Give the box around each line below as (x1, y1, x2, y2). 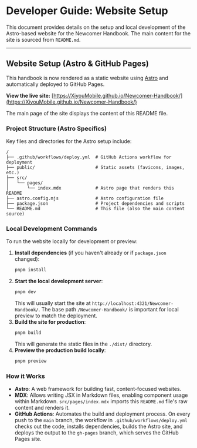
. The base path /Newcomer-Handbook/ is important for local (38, 306, 179, 313)
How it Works (6, 372, 45, 380)
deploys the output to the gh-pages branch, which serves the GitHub (14, 429, 179, 436)
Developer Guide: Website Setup (6, 4, 168, 18)
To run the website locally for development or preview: (6, 238, 138, 245)
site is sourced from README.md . (6, 36, 81, 43)
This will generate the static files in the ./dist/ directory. (14, 340, 152, 347)
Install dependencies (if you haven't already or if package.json (14, 249, 167, 257)
